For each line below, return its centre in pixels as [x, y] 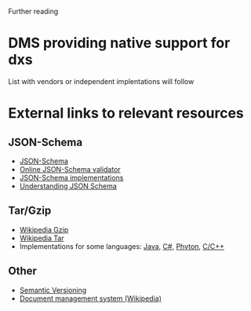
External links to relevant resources [126, 113]
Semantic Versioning [53, 290]
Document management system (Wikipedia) [91, 298]
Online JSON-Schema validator [70, 169]
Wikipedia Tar [42, 238]
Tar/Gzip [30, 211]
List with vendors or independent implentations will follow [101, 81]
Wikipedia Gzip [44, 229]
